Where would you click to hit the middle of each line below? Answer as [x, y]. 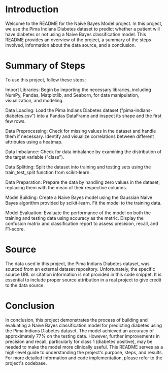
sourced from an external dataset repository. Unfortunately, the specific [80, 269]
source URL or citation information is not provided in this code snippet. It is [83, 274]
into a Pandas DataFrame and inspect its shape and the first [99, 116]
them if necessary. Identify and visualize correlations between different [80, 136]
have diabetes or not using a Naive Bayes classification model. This [76, 34]
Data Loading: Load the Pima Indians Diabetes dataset [62, 110]
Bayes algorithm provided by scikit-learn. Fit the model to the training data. [83, 203]
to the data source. [25, 285]
